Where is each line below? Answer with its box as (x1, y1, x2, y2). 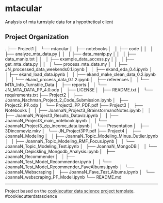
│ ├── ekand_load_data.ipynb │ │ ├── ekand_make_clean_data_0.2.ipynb (5, 71, 156, 77)
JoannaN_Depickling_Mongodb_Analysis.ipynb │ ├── (5, 148, 115, 154)
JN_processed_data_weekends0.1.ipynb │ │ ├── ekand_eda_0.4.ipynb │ (5, 66, 152, 72)
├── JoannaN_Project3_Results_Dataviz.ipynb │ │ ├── (5, 112, 119, 118)
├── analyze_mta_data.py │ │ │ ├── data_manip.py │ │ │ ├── (5, 51, 136, 57)
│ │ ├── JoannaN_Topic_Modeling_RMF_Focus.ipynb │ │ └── (5, 138, 135, 144)
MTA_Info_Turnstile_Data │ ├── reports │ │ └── (5, 82, 107, 87)
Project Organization (5, 33, 69, 41)
